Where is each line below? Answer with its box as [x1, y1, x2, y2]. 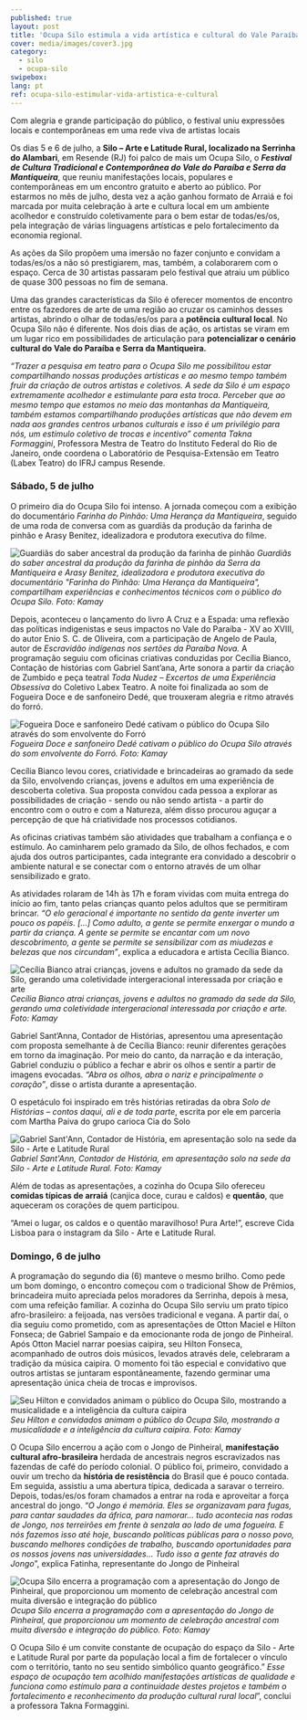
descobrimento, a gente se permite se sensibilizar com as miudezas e [10, 937, 274, 948]
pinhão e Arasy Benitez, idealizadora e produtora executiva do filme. [10, 530, 267, 540]
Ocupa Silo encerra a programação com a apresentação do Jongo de [10, 1605, 274, 1616]
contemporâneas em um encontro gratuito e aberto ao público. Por [10, 181, 262, 192]
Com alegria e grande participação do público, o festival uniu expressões [10, 115, 285, 126]
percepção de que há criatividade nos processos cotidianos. [10, 813, 238, 824]
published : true [10, 13, 72, 23]
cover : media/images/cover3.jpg [10, 38, 133, 48]
